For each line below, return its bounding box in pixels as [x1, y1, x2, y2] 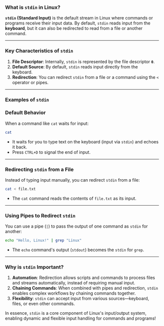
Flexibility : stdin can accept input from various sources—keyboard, [12, 296, 149, 302]
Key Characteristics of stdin [5, 47, 73, 54]
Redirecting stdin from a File [5, 166, 74, 173]
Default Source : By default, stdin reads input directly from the [12, 64, 138, 70]
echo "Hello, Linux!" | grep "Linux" [5, 238, 82, 243]
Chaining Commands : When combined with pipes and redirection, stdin [12, 285, 159, 291]
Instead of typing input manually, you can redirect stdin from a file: [5, 177, 140, 183]
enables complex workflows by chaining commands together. [12, 290, 136, 296]
